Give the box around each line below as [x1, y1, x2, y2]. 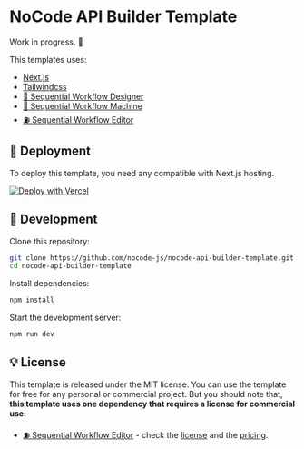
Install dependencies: [9, 278, 90, 289]
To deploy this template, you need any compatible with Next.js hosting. [9, 167, 275, 178]
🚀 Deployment [9, 144, 91, 159]
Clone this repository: [9, 235, 91, 246]
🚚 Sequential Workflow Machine [22, 100, 142, 111]
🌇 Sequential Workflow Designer [22, 91, 144, 102]
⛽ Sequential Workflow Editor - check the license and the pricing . [22, 429, 269, 440]
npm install [9, 295, 54, 305]
